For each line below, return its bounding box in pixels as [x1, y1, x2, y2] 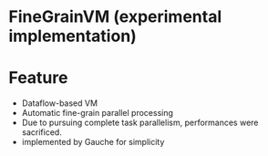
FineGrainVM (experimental [8, 6, 222, 27]
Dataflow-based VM [21, 98, 98, 109]
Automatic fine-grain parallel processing [21, 108, 174, 119]
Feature [8, 68, 68, 88]
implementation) [8, 26, 138, 47]
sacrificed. [21, 127, 63, 138]
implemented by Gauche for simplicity [21, 137, 165, 148]
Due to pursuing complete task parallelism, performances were [21, 117, 259, 129]
